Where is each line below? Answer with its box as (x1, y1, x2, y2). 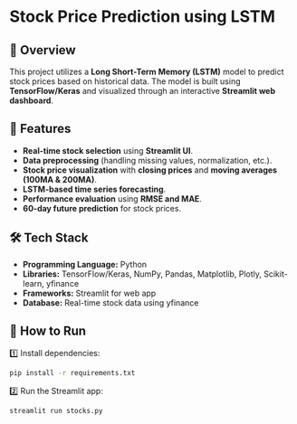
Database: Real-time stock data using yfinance (22, 297, 199, 308)
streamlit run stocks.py (9, 407, 103, 416)
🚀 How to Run (9, 324, 87, 339)
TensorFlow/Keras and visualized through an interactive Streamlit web (9, 86, 276, 96)
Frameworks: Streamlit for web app (22, 287, 157, 298)
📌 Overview (9, 42, 76, 58)
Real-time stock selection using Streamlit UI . (22, 145, 194, 155)
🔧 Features (9, 121, 72, 137)
